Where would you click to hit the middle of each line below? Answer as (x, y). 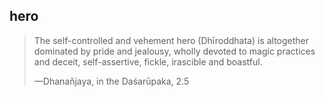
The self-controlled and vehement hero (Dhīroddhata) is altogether (171, 40)
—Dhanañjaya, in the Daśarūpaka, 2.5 (111, 81)
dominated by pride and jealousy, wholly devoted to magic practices (174, 51)
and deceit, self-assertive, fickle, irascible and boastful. (148, 61)
